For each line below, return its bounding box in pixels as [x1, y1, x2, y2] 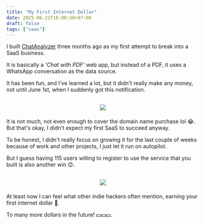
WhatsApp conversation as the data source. [6, 68, 118, 75]
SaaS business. [6, 50, 45, 57]
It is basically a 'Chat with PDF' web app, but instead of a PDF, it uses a [6, 61, 187, 69]
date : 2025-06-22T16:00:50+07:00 [6, 15, 92, 21]
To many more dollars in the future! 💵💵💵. [6, 211, 113, 218]
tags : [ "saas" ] [6, 26, 45, 32]
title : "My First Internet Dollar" [6, 9, 97, 15]
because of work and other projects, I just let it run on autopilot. [6, 143, 167, 150]
